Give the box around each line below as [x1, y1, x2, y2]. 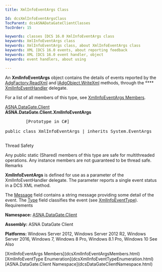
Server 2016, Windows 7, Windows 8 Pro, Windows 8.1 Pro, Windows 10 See [5, 236, 158, 242]
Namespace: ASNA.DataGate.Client [5, 212, 77, 218]
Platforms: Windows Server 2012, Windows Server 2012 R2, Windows [5, 231, 146, 237]
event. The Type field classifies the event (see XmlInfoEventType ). [5, 197, 138, 203]
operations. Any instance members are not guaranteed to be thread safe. [5, 157, 152, 163]
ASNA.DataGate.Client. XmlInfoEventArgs [5, 109, 92, 115]
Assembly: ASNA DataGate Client [5, 221, 74, 227]
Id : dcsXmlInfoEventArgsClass [5, 16, 67, 21]
